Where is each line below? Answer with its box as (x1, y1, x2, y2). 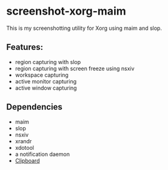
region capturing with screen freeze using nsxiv (15, 65, 135, 72)
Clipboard (15, 157, 40, 164)
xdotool (15, 144, 35, 151)
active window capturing (15, 84, 77, 91)
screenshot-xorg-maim (6, 4, 126, 18)
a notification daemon (15, 151, 70, 158)
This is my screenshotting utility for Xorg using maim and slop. (6, 24, 163, 32)
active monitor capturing (15, 77, 77, 85)
